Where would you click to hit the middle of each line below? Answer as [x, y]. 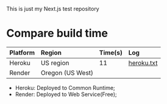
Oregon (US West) [67, 72]
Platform [22, 52]
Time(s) [111, 52]
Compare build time [57, 33]
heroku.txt [143, 63]
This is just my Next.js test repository [53, 9]
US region [55, 63]
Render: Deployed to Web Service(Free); [66, 94]
